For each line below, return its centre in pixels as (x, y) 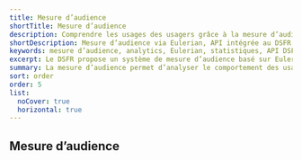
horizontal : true (50, 110)
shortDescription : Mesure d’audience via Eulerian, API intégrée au (140, 43)
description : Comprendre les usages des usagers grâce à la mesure (138, 34)
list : (19, 93)
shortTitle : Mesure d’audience (68, 26)
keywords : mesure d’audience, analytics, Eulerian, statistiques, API (144, 51)
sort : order (31, 76)
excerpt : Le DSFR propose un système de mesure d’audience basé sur (140, 59)
